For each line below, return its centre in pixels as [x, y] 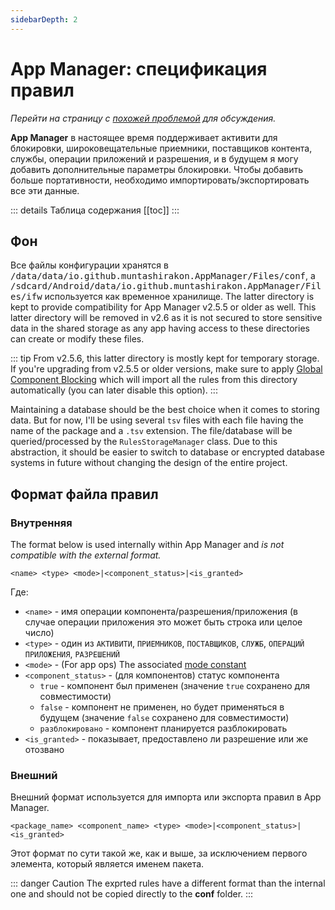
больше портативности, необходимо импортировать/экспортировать [160, 180]
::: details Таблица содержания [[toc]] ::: [95, 210]
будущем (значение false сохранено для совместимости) [164, 718]
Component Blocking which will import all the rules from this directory [154, 380]
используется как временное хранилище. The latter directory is [179, 297]
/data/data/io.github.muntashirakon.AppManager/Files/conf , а [163, 276]
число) [39, 633]
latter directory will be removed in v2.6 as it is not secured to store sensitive [166, 318]
